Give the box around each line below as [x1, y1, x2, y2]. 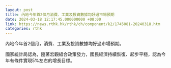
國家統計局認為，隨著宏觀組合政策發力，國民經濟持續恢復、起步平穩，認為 [5, 51, 161, 57]
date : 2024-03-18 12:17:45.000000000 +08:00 [5, 17, 101, 22]
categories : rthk [5, 26, 42, 31]
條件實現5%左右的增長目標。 [14, 57, 75, 63]
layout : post [5, 7, 33, 13]
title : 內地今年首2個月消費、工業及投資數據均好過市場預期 [5, 12, 115, 17]
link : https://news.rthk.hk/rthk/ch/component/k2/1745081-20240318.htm [5, 21, 160, 27]
